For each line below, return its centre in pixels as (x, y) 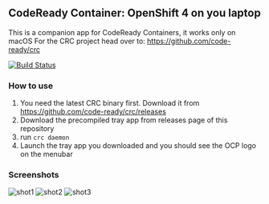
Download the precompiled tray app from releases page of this (124, 120)
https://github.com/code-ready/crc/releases (93, 112)
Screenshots (34, 175)
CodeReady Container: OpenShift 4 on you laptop (134, 13)
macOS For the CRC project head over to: (77, 41)
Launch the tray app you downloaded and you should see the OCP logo (138, 146)
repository (37, 129)
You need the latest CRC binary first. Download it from (110, 103)
